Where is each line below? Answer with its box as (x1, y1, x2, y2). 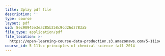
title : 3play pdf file (5, 7, 52, 12)
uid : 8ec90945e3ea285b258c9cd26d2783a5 (5, 25, 87, 30)
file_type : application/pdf (5, 30, 63, 35)
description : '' (5, 12, 38, 17)
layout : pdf (5, 20, 29, 26)
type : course (5, 16, 32, 21)
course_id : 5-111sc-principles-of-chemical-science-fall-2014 (5, 43, 135, 48)
